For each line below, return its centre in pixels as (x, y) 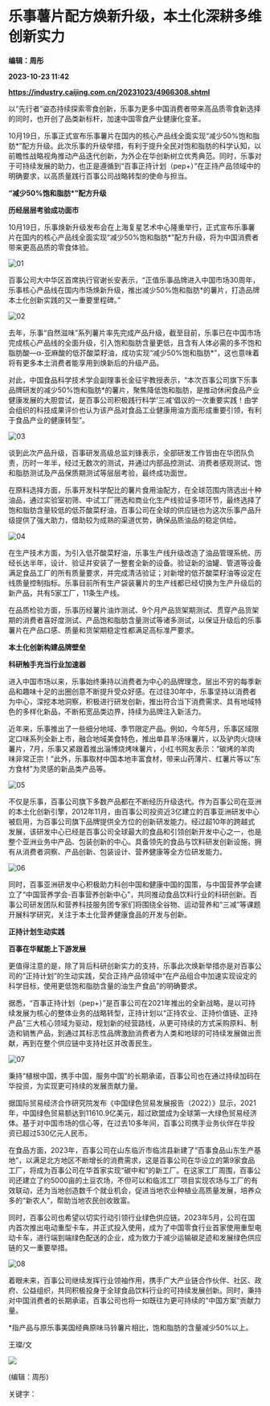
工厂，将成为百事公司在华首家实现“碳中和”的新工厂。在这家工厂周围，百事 (131, 1170)
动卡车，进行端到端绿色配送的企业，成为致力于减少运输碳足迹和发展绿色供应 (135, 1237)
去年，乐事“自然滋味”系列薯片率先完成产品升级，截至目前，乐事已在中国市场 (135, 332)
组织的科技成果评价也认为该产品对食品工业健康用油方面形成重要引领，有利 (138, 410)
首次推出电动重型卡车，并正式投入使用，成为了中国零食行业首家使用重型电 (138, 1228)
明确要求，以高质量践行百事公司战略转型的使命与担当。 (100, 176)
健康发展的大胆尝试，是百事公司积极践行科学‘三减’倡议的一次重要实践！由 (130, 400)
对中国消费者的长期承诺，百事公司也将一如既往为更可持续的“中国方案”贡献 (131, 1300)
